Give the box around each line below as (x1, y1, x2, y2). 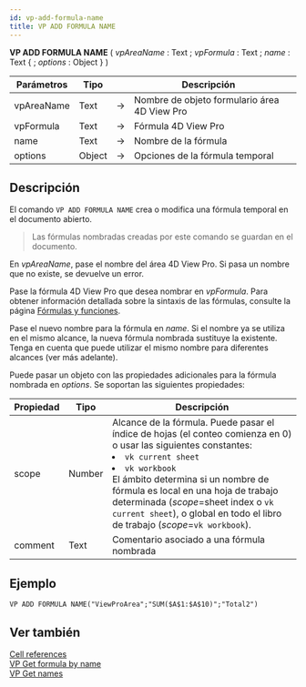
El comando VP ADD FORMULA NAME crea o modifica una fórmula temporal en (9, 204, 289, 215)
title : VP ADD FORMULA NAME (9, 22, 117, 31)
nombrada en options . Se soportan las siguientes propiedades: (9, 379, 246, 390)
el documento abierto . (9, 214, 93, 225)
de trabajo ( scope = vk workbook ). (112, 519, 252, 531)
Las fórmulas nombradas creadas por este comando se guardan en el (31, 231, 293, 242)
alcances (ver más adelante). (9, 352, 118, 363)
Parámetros (15, 78, 68, 91)
